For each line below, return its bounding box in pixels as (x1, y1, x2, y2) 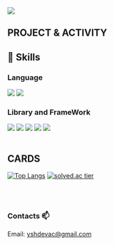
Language (7, 72, 43, 82)
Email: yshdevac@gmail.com (7, 230, 92, 239)
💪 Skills (7, 51, 41, 63)
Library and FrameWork (7, 108, 91, 117)
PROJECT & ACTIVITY (7, 27, 108, 39)
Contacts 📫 (7, 211, 50, 221)
